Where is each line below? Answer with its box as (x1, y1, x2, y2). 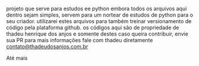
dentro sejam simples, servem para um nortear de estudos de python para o (6, 11, 194, 18)
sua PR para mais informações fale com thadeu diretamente (6, 37, 153, 43)
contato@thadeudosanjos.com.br (6, 43, 88, 50)
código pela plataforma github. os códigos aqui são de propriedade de (6, 24, 179, 31)
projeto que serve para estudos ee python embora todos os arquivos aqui (6, 5, 187, 12)
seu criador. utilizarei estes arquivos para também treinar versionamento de (6, 18, 192, 24)
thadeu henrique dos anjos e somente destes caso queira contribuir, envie (6, 30, 189, 37)
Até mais (6, 55, 28, 61)
